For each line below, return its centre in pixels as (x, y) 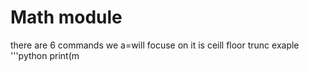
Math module (66, 17)
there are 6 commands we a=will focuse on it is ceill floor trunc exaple (155, 45)
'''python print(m (45, 55)
